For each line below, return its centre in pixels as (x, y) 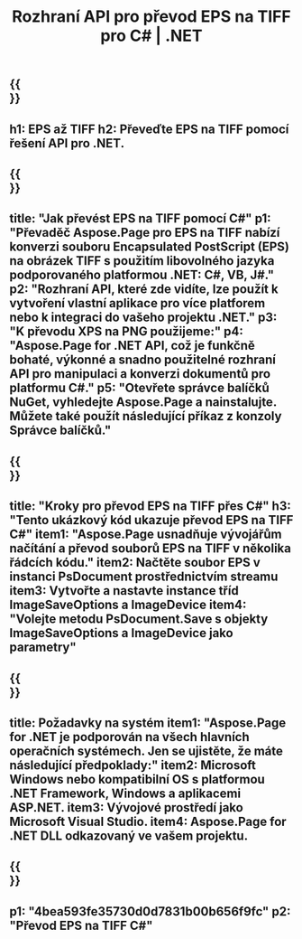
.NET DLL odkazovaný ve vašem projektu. (129, 836)
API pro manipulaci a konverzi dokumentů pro (140, 374)
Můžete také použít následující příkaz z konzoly (146, 416)
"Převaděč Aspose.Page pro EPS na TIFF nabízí (145, 233)
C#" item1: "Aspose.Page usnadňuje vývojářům (146, 535)
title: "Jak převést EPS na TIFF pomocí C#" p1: (140, 219)
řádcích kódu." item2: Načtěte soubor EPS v (135, 563)
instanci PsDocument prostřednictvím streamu (144, 577)
